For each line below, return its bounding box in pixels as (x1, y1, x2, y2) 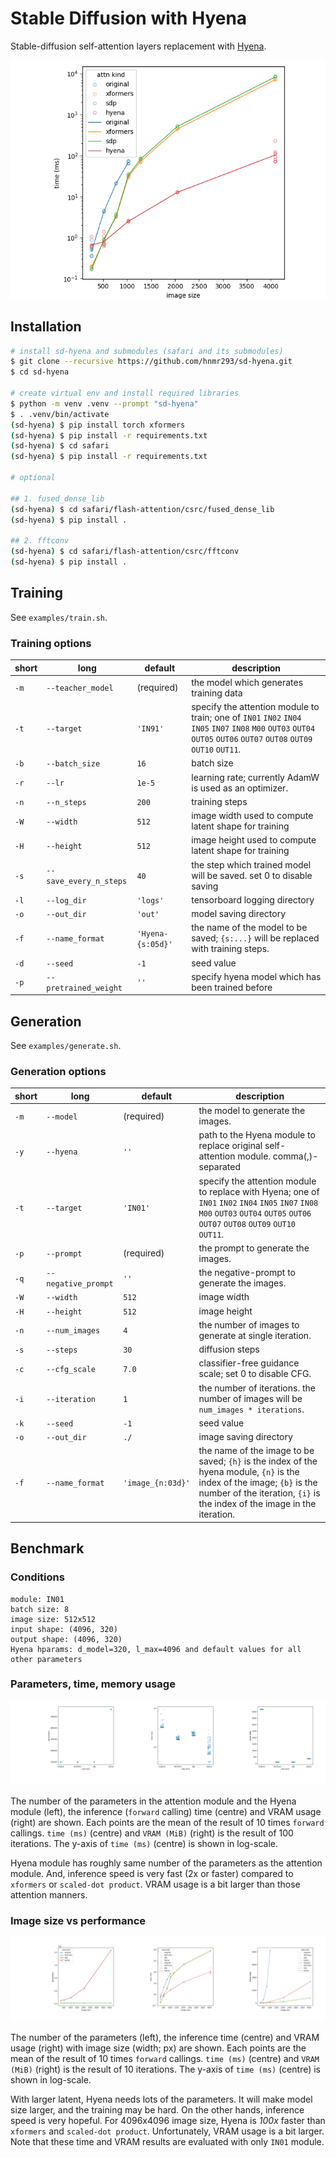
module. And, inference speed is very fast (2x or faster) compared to (10, 1867, 294, 1879)
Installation (10, 318, 82, 336)
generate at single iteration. (198, 1329, 312, 1341)
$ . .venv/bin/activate (10, 409, 110, 419)
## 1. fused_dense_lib (10, 493, 105, 504)
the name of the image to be (198, 1445, 315, 1457)
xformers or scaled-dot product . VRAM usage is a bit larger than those (10, 1878, 301, 1890)
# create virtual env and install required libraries (10, 388, 240, 399)
